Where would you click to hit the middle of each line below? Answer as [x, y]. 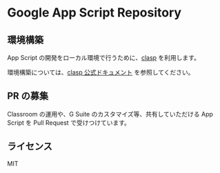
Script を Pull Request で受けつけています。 [69, 123]
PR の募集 [28, 96]
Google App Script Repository [94, 13]
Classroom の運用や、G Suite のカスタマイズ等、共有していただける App [110, 114]
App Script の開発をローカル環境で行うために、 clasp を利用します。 [103, 58]
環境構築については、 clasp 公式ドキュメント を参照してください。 [101, 72]
